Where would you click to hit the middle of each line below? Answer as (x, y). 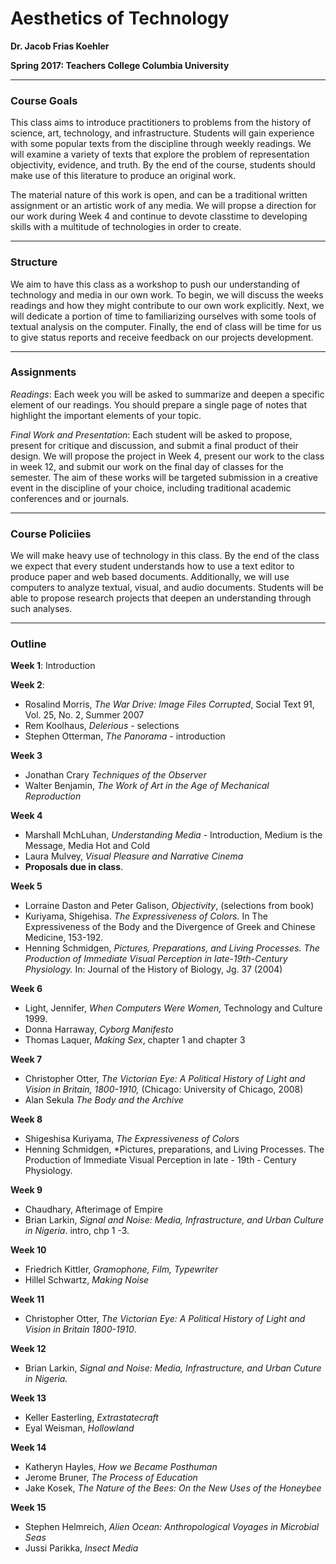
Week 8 (26, 1119)
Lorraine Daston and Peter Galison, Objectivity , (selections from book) (169, 906)
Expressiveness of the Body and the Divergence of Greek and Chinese (170, 927)
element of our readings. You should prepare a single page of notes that (159, 404)
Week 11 (27, 1299)
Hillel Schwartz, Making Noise (87, 1280)
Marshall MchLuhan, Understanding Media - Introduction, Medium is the (173, 835)
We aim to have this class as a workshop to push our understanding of (155, 284)
